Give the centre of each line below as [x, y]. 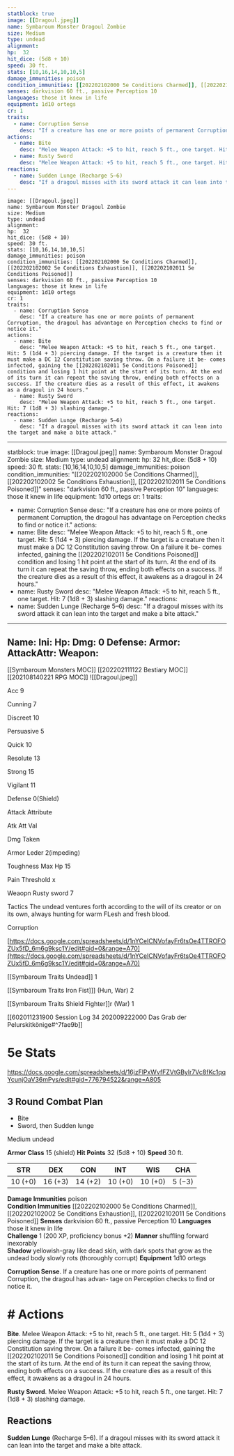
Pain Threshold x [31, 880]
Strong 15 [21, 772]
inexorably [22, 1243]
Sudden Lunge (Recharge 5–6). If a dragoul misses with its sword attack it [114, 1438]
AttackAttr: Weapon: [53, 653]
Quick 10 [20, 745]
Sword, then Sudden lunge [55, 1125]
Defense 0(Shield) [33, 799]
